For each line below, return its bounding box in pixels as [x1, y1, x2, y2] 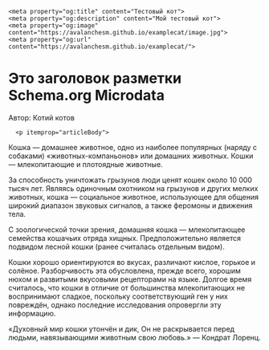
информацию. [8, 308, 56, 318]
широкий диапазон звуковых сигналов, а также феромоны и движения [8, 201, 253, 210]
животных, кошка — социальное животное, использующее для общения [8, 192, 259, 201]
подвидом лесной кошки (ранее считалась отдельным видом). [8, 242, 225, 251]
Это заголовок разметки [8, 69, 182, 87]
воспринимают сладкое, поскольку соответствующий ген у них [8, 291, 229, 301]
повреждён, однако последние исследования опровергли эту [8, 299, 222, 309]
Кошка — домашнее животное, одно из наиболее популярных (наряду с [8, 142, 258, 152]
